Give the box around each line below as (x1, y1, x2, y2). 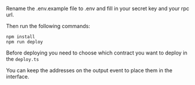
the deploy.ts (6, 56, 39, 62)
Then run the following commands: (6, 23, 91, 29)
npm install (6, 34, 35, 40)
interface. (6, 73, 29, 80)
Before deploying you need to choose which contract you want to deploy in (6, 49, 187, 56)
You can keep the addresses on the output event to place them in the (6, 67, 173, 74)
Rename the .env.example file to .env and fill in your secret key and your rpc (6, 5, 190, 12)
